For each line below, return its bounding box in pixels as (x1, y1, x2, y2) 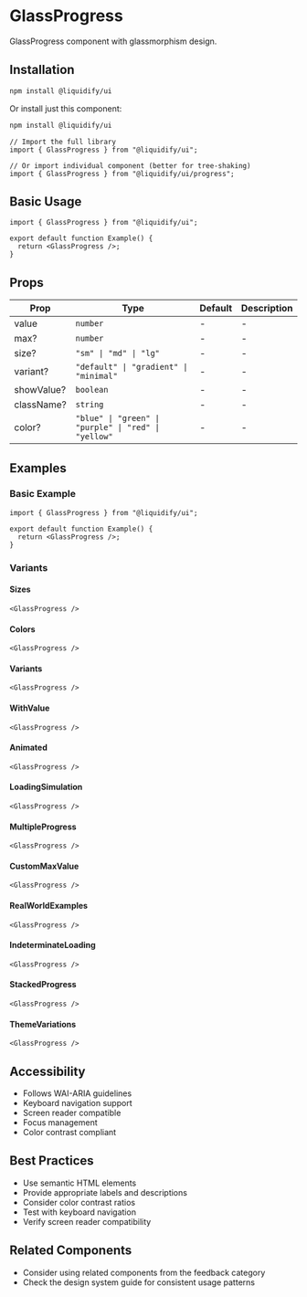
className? (14, 398, 67, 411)
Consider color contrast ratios (22, 1197, 135, 1207)
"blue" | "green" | (75, 413, 160, 424)
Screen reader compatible (22, 1107, 122, 1118)
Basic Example (9, 488, 76, 501)
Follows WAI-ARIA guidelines (22, 1088, 132, 1099)
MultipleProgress (9, 821, 77, 832)
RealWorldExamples (9, 900, 89, 911)
